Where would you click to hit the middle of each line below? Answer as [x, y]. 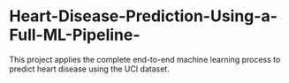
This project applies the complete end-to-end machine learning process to [145, 59]
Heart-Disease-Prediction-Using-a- [144, 16]
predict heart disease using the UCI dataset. [89, 69]
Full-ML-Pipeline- [75, 35]
